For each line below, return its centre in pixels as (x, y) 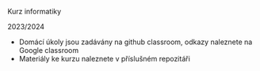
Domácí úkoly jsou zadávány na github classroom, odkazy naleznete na (136, 42)
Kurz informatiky (34, 11)
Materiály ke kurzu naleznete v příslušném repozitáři (105, 59)
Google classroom (49, 50)
